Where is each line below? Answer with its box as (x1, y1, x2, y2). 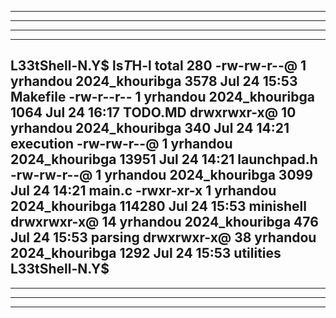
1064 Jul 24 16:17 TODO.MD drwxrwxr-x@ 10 (10, 104, 297, 121)
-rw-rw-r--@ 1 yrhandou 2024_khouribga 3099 (10, 167, 313, 184)
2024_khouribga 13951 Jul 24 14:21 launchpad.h (10, 151, 318, 168)
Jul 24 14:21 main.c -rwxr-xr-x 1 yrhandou (10, 182, 277, 200)
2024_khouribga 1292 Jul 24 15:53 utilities (10, 245, 282, 262)
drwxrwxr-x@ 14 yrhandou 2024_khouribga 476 (10, 214, 319, 231)
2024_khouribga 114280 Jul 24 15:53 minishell (10, 198, 307, 215)
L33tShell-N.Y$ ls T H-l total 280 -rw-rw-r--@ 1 (10, 57, 307, 75)
